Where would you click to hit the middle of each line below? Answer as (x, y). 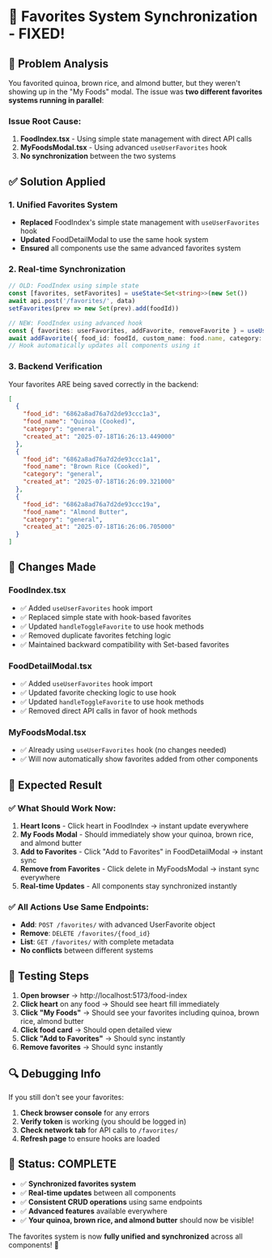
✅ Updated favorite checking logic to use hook (98, 693)
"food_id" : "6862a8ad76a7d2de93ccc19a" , (92, 504)
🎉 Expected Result (55, 785)
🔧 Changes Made (52, 567)
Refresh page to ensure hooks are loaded (90, 1138)
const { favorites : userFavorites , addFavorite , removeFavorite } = (126, 330)
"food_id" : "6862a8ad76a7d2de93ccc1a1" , (92, 459)
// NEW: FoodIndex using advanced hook (76, 323)
